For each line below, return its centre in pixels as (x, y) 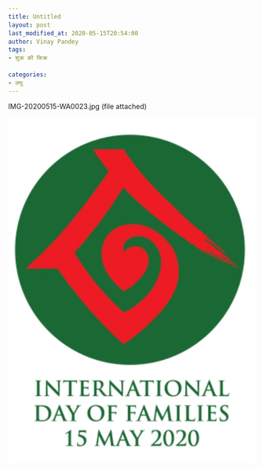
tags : (17, 50)
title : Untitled (35, 16)
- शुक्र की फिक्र (28, 58)
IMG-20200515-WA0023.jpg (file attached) (78, 106)
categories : (27, 75)
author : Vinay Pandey (44, 42)
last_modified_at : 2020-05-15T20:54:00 (73, 33)
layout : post (29, 25)
